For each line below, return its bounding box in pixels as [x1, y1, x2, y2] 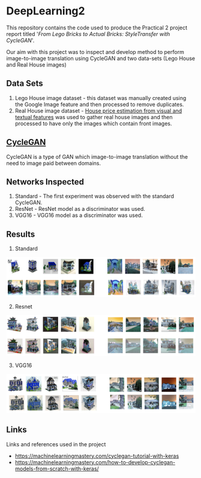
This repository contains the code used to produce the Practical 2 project [6, 24, 188, 31]
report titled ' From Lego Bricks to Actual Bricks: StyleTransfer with [6, 30, 170, 37]
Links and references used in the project [6, 440, 106, 447]
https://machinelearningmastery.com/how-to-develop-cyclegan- [14, 458, 176, 465]
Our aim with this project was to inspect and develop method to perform [6, 48, 184, 55]
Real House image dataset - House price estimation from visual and [14, 107, 182, 114]
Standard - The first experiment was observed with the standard [14, 193, 175, 200]
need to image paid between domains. [6, 159, 101, 167]
